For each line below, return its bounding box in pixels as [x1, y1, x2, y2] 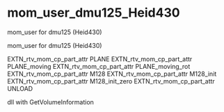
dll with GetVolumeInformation [7, 97, 94, 106]
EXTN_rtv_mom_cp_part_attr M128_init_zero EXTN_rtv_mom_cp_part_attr [7, 77, 216, 85]
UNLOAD [7, 84, 33, 93]
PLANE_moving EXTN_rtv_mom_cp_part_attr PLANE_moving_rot [7, 62, 191, 70]
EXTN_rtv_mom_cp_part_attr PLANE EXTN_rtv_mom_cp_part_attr [7, 54, 193, 63]
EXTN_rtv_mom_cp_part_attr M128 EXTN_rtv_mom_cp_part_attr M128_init [7, 70, 217, 78]
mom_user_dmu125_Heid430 [7, 5, 180, 21]
